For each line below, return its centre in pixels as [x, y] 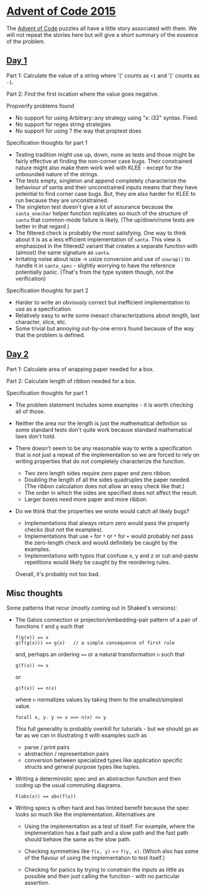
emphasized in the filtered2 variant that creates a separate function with [106, 246]
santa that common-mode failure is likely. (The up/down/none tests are [105, 220]
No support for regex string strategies [63, 124]
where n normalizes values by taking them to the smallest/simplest [99, 700]
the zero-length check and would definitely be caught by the [101, 542]
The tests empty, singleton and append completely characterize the [101, 181]
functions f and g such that [49, 626]
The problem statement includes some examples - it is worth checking [104, 405]
